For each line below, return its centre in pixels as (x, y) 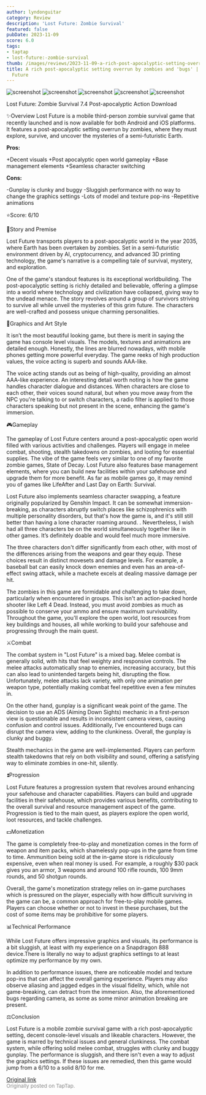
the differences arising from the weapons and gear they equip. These (94, 554)
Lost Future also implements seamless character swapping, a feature (93, 497)
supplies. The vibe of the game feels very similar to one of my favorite (95, 459)
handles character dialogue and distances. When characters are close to (98, 386)
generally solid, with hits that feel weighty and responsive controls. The (96, 661)
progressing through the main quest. (52, 631)
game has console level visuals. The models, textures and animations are (99, 342)
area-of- (175, 567)
